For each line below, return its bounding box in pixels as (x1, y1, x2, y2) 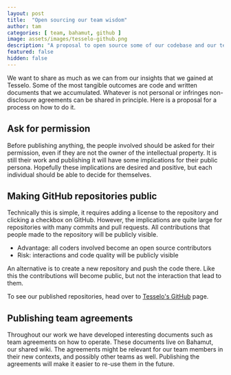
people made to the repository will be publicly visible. (7, 231, 158, 239)
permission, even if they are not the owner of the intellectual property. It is (7, 149, 217, 157)
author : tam (7, 23, 41, 30)
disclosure (7, 96, 37, 104)
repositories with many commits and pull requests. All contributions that (7, 223, 210, 231)
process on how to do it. (7, 103, 76, 111)
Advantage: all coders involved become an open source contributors (16, 244, 212, 252)
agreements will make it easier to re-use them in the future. (7, 360, 175, 368)
